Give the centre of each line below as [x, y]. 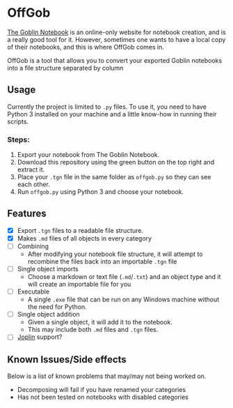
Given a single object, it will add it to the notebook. [100, 322]
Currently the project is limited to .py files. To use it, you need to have [107, 107]
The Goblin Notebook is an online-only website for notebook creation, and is [116, 32]
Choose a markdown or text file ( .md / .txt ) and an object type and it [124, 277]
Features [27, 214]
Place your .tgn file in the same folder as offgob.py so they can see [114, 177]
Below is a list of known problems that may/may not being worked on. [107, 376]
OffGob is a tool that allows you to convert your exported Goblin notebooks [115, 60]
